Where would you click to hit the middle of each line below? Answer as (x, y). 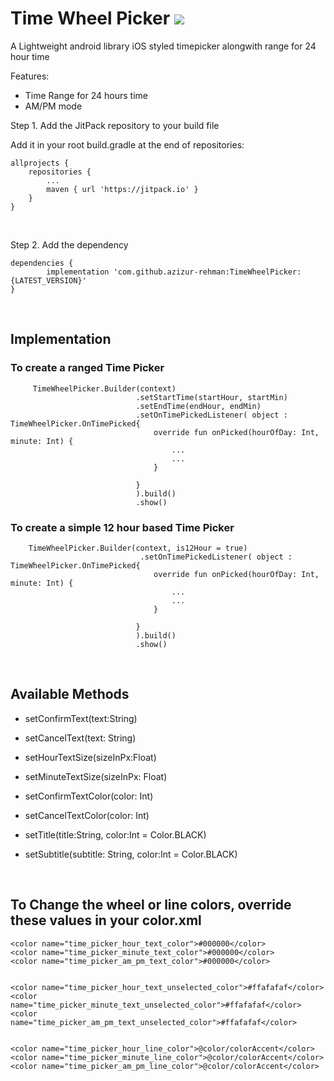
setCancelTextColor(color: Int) (87, 815)
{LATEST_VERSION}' (48, 280)
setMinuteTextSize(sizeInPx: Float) (96, 776)
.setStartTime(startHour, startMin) (211, 397)
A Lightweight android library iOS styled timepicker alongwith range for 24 (163, 46)
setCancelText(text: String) (80, 738)
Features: (30, 76)
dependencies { (42, 263)
